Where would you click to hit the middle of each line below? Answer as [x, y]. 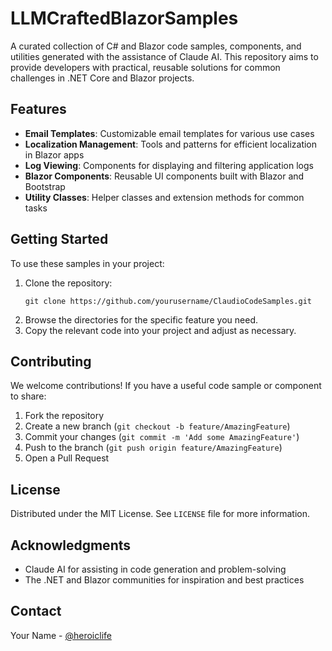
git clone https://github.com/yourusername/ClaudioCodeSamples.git [168, 301]
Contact [36, 611]
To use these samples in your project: [87, 263]
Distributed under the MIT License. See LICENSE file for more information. [160, 514]
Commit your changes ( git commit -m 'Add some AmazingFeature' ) [162, 437]
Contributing [51, 361]
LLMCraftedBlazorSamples [124, 18]
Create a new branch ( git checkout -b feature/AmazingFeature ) [157, 426]
